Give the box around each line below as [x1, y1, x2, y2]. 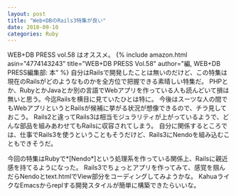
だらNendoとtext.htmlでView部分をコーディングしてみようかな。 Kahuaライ [7, 172, 230, 181]
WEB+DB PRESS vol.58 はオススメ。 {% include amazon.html [7, 50, 188, 59]
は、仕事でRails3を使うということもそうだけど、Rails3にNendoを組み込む [7, 131, 224, 139]
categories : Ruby [7, 30, 59, 38]
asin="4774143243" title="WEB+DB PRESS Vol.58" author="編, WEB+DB [7, 60, 221, 68]
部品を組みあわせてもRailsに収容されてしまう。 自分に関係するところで [19, 121, 227, 130]
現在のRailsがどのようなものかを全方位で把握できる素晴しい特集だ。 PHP [7, 77, 222, 86]
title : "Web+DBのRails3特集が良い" [7, 17, 107, 24]
